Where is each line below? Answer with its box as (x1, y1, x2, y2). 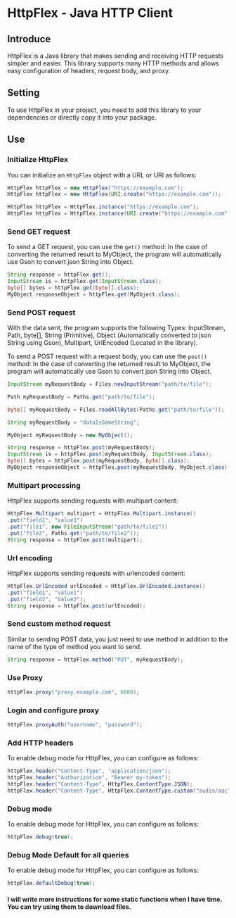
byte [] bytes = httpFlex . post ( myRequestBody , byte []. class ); (7, 458, 190, 465)
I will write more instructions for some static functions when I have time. (7, 895, 223, 903)
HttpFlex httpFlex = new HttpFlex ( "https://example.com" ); (7, 184, 184, 191)
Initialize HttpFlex (7, 155, 69, 165)
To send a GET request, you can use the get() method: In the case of (7, 243, 208, 251)
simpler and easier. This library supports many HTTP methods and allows (7, 59, 219, 68)
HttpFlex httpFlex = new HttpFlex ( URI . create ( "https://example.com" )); (7, 191, 221, 198)
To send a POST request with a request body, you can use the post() (7, 352, 207, 360)
